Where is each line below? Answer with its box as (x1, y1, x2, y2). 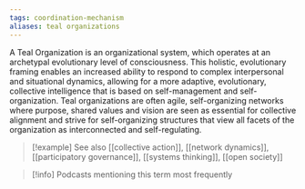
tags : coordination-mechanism (9, 13, 125, 23)
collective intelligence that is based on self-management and (9, 85, 239, 96)
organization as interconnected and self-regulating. (9, 124, 202, 134)
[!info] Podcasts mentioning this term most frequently (31, 169, 233, 180)
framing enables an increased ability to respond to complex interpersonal (9, 65, 284, 77)
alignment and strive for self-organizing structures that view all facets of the (9, 114, 295, 125)
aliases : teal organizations (9, 22, 120, 31)
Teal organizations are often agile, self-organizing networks (60, 94, 284, 105)
